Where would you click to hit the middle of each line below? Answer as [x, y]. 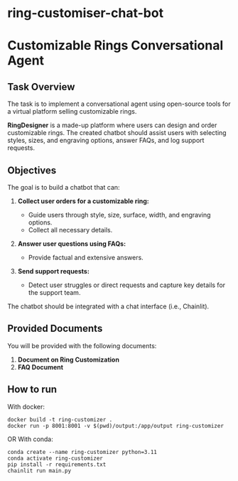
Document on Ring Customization [68, 360]
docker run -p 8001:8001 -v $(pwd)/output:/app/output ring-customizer [115, 426]
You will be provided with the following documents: [82, 345]
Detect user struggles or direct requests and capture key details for [127, 285]
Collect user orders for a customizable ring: [83, 201]
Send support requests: [54, 271]
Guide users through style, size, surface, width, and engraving [119, 215]
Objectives [32, 170]
